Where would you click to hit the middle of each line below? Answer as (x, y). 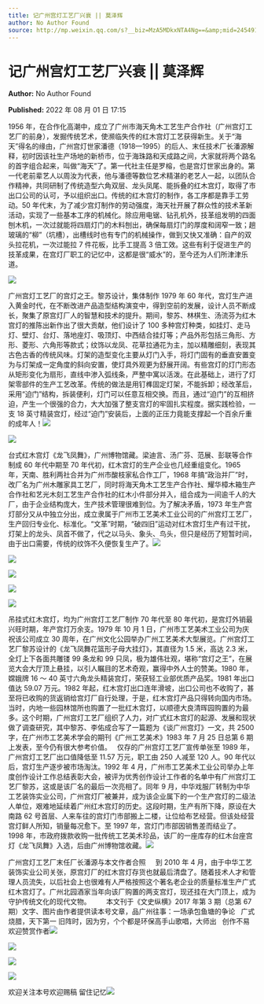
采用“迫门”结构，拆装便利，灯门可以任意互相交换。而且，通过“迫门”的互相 (128, 394)
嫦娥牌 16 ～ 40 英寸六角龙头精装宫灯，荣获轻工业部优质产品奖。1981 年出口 (131, 678)
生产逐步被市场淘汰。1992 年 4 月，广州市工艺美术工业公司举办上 (141, 767)
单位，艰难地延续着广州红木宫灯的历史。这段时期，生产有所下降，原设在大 (135, 807)
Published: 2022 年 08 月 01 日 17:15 (67, 110)
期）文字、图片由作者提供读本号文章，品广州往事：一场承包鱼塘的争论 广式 (132, 912)
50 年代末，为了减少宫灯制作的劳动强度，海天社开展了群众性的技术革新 (137, 205)
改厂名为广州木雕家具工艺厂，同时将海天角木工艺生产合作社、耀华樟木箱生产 (132, 485)
